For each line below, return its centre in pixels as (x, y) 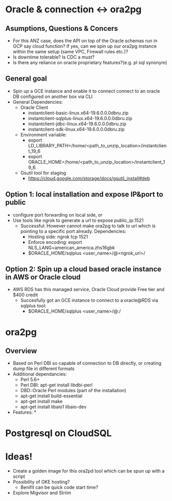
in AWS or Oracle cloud (43, 277)
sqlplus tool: (33, 306)
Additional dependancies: (40, 374)
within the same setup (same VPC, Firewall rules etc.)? (70, 52)
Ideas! (19, 457)
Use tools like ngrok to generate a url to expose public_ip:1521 (78, 220)
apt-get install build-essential (51, 396)
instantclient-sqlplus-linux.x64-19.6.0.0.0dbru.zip (80, 118)
